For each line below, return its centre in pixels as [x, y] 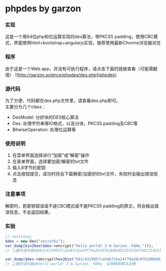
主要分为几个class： [26, 107]
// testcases [19, 236]
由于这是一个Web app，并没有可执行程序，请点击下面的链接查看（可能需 [79, 68]
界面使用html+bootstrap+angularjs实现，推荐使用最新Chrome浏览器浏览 [87, 43]
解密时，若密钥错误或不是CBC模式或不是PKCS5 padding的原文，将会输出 [80, 206]
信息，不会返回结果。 [31, 212]
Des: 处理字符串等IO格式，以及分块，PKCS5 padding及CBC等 [75, 124]
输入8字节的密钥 [29, 168]
